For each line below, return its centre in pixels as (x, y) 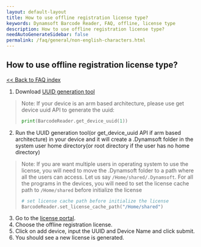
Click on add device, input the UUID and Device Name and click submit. (105, 231)
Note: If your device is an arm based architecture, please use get (103, 103)
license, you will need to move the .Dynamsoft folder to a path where (108, 170)
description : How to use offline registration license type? (86, 29)
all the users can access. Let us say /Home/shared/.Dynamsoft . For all (107, 177)
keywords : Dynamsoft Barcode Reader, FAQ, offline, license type (91, 23)
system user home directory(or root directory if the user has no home (102, 145)
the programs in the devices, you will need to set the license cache (105, 183)
